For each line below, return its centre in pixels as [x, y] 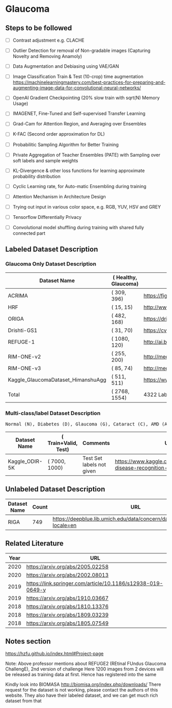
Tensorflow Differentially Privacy [47, 217]
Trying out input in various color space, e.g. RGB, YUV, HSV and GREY [87, 207]
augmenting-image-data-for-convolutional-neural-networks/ [77, 88]
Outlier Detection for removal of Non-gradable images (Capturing [82, 51]
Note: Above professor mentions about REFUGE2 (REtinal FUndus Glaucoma [86, 664]
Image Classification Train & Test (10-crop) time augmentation [78, 77]
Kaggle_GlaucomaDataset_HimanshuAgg [57, 380]
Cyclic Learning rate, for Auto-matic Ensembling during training [80, 186]
